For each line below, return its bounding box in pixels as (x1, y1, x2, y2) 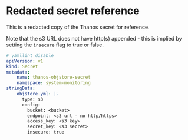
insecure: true (27, 129, 65, 135)
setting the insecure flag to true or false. (6, 41, 104, 48)
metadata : (6, 69, 31, 75)
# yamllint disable (6, 52, 54, 58)
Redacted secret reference (6, 4, 140, 18)
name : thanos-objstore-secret (17, 75, 91, 81)
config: (21, 102, 41, 108)
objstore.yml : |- (17, 91, 60, 97)
